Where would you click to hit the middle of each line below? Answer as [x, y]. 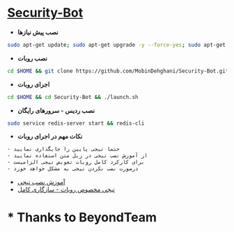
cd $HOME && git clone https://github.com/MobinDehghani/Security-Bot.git [118, 71]
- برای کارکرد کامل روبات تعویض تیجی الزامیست [76, 162]
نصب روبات [32, 58]
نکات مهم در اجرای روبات [50, 137]
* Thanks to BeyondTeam [82, 218]
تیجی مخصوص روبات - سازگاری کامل [66, 189]
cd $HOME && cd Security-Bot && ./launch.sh [73, 97]
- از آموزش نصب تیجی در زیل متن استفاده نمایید [78, 156]
